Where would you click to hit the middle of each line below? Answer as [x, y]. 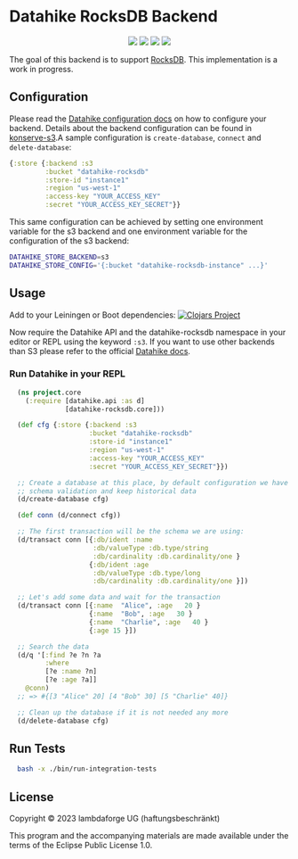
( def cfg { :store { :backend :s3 [77, 425]
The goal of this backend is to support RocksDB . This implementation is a [144, 59]
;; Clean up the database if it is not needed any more [123, 712]
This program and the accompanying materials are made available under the [149, 836]
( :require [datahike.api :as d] [85, 401]
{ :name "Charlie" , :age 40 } [149, 622]
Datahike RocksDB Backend [113, 17]
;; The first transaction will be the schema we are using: [131, 532]
